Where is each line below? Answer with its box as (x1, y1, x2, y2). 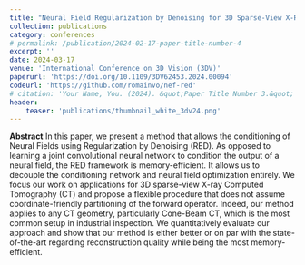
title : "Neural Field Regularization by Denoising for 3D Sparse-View (9, 13, 282, 23)
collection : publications (9, 22, 107, 31)
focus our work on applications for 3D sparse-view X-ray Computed (9, 179, 264, 191)
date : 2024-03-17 (9, 55, 75, 64)
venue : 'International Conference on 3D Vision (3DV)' (9, 64, 221, 74)
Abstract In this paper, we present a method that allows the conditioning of (9, 131, 290, 142)
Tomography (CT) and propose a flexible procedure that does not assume (9, 189, 286, 200)
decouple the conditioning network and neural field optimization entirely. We (9, 170, 295, 181)
